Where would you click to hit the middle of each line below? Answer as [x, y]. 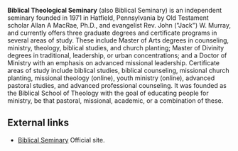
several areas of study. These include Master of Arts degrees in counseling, [118, 40]
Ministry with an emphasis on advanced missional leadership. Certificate [114, 63]
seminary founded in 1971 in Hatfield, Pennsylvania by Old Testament [108, 18]
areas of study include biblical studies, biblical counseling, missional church [118, 71]
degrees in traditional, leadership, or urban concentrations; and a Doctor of [117, 55]
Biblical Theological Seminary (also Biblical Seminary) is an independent [115, 10]
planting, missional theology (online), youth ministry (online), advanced [111, 78]
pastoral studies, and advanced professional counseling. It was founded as [117, 85]
